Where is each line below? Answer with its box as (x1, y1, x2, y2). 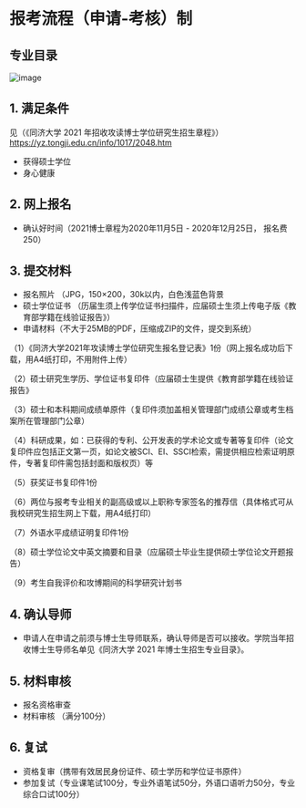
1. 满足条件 (9, 101, 70, 117)
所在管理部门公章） (16, 416, 89, 427)
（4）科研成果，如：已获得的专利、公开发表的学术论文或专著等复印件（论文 (9, 435, 294, 446)
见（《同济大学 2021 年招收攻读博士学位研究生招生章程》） (9, 127, 224, 138)
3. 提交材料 (9, 264, 72, 279)
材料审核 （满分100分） (22, 710, 111, 721)
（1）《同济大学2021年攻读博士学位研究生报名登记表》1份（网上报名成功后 (9, 343, 285, 354)
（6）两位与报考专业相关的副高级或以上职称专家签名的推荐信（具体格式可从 (9, 496, 294, 507)
